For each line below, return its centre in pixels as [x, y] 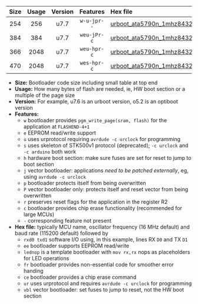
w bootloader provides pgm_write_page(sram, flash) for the [95, 120]
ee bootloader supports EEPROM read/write [76, 246]
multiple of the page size [45, 95]
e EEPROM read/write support [60, 133]
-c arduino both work [50, 152]
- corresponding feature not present [67, 220]
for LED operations [46, 258]
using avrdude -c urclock [55, 177]
